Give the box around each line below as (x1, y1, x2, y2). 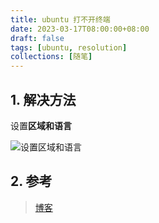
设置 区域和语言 (10, 119, 72, 131)
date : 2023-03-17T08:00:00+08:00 (10, 24, 150, 34)
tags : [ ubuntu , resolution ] (10, 42, 128, 53)
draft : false (10, 33, 65, 43)
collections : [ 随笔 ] (10, 52, 93, 62)
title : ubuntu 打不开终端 (10, 14, 111, 25)
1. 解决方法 (10, 91, 77, 108)
